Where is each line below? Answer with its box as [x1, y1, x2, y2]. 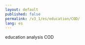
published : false [5, 12, 41, 17]
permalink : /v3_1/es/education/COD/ [5, 16, 80, 21]
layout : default [5, 7, 38, 12]
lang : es [5, 21, 23, 26]
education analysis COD [5, 34, 54, 40]
